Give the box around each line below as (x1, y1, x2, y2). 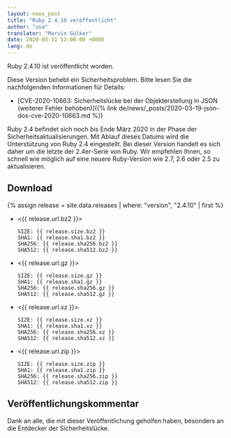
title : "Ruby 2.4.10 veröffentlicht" (7, 17, 117, 24)
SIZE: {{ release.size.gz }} (17, 272, 103, 279)
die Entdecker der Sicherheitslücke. (7, 424, 110, 432)
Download (7, 183, 52, 195)
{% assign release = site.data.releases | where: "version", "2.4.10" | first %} (7, 201, 224, 209)
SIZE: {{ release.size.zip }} (17, 360, 106, 367)
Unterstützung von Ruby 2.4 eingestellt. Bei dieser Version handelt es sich (7, 140, 221, 148)
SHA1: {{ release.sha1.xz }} (17, 323, 103, 330)
